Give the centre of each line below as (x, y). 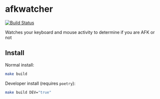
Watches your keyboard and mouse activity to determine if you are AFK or (80, 32)
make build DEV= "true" (28, 92)
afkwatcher (29, 9)
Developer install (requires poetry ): (40, 83)
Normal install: (20, 65)
